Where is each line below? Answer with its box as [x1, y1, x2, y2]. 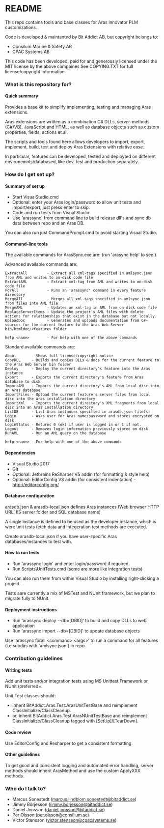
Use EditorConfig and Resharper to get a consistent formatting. [5, 740, 133, 746]
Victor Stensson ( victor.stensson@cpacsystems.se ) [12, 817, 117, 823]
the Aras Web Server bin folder [5, 362, 71, 367]
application [12, 623, 35, 629]
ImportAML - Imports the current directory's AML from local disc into [5, 384, 160, 389]
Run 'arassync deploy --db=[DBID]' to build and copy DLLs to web [12, 618, 147, 624]
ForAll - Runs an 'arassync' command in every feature [5, 288, 146, 293]
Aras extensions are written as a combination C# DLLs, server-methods [5, 119, 150, 125]
